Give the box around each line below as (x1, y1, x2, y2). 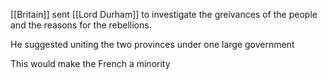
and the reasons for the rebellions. (10, 19, 152, 31)
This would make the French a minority (10, 58, 171, 69)
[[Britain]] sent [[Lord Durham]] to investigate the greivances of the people (10, 9, 318, 20)
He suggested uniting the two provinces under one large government (10, 39, 295, 50)
